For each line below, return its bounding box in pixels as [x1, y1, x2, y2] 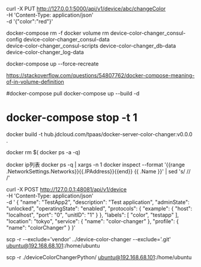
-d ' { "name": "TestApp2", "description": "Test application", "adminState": [6, 198, 190, 206]
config [6, 36, 22, 43]
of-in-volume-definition [6, 78, 64, 85]
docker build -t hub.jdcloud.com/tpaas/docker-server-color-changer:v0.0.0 [6, 130, 193, 137]
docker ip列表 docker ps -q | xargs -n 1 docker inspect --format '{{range [6, 161, 185, 168]
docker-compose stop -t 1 [6, 111, 138, 125]
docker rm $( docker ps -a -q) [6, 148, 81, 155]
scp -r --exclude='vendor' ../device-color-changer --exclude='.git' [6, 235, 171, 242]
